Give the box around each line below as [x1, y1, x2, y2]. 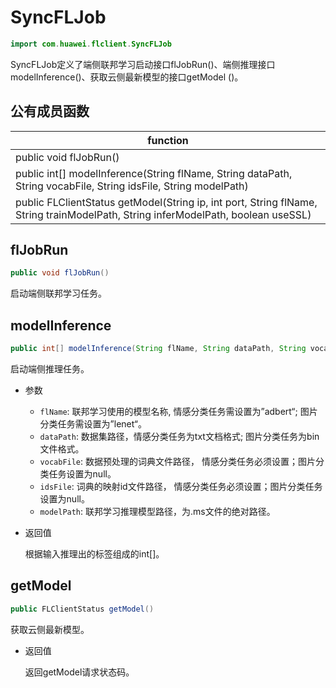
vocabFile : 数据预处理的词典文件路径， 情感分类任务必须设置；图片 [39, 456, 316, 467]
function [147, 133, 189, 147]
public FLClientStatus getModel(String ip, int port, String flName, [15, 195, 318, 209]
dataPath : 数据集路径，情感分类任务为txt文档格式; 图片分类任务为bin [39, 431, 320, 442]
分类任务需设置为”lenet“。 [39, 418, 147, 430]
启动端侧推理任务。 [10, 363, 90, 375]
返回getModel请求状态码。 [24, 666, 135, 678]
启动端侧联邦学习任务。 [10, 287, 107, 300]
